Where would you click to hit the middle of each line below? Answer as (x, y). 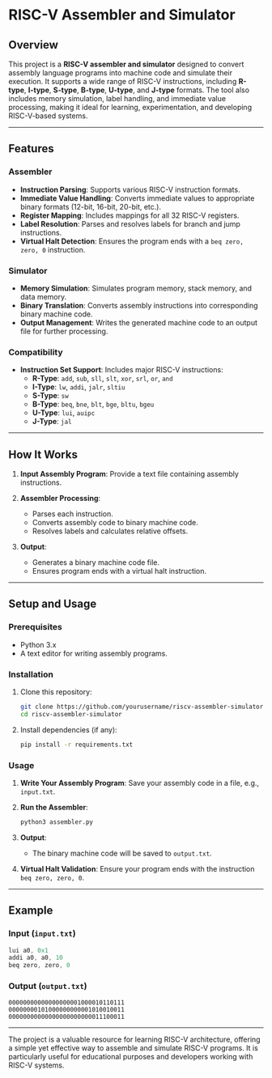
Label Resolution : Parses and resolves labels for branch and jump (130, 223)
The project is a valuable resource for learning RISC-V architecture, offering (134, 1040)
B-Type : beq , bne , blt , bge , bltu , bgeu (93, 404)
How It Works (43, 454)
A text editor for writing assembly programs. (93, 653)
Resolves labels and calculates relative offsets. (110, 531)
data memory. (43, 296)
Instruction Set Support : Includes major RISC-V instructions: (122, 370)
